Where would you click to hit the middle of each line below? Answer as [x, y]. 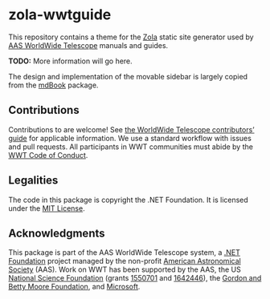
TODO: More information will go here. [70, 61]
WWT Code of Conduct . [48, 155]
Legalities [33, 181]
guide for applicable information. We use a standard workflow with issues [130, 138]
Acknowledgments [57, 233]
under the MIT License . [47, 208]
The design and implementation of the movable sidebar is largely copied [128, 76]
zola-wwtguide [60, 15]
